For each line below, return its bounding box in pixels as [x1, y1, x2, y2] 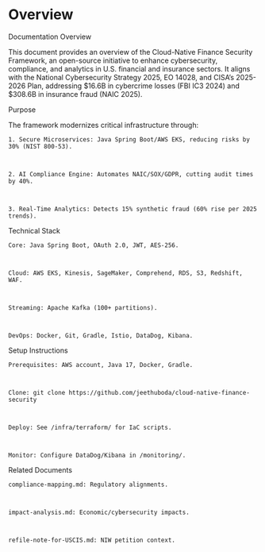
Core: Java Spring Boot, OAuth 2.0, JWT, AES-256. [8, 241, 179, 249]
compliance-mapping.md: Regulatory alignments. [8, 481, 169, 488]
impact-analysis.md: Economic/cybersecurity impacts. [8, 508, 190, 516]
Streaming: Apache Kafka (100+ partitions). [8, 303, 158, 311]
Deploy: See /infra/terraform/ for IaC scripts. [8, 423, 172, 431]
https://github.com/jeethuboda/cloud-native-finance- [68, 388, 250, 396]
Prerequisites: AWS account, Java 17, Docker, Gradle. [8, 361, 194, 369]
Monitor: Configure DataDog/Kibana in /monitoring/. [8, 451, 186, 459]
